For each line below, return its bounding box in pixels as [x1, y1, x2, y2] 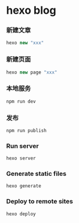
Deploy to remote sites [6, 197, 74, 206]
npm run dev [6, 98, 36, 105]
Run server [6, 142, 39, 150]
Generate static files [6, 169, 67, 178]
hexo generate [6, 183, 42, 189]
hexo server [6, 155, 36, 161]
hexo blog [6, 4, 57, 17]
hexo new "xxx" [6, 40, 44, 46]
